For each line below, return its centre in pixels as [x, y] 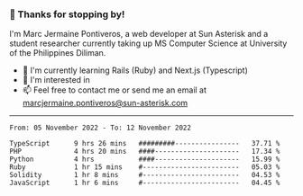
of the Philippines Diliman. [58, 53]
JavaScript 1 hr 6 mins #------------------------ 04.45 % [145, 183]
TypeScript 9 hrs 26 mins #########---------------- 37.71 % [145, 144]
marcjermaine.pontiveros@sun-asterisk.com [105, 103]
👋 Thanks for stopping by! [67, 14]
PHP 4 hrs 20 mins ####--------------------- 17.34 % [145, 152]
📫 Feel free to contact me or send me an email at [115, 90]
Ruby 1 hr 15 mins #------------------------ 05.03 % [145, 167]
